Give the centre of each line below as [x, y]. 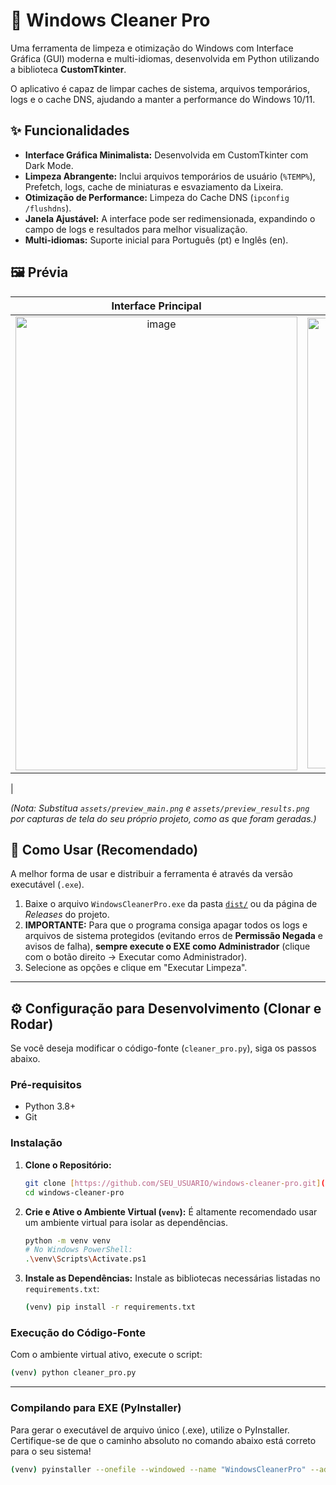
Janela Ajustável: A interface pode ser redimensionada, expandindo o [170, 218]
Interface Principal [156, 306]
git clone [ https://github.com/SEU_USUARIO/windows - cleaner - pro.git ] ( [175, 1183]
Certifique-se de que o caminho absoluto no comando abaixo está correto [163, 1440]
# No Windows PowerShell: [78, 1250]
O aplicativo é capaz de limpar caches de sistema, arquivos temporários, [160, 88]
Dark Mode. [49, 165]
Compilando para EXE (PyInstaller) [96, 1408]
